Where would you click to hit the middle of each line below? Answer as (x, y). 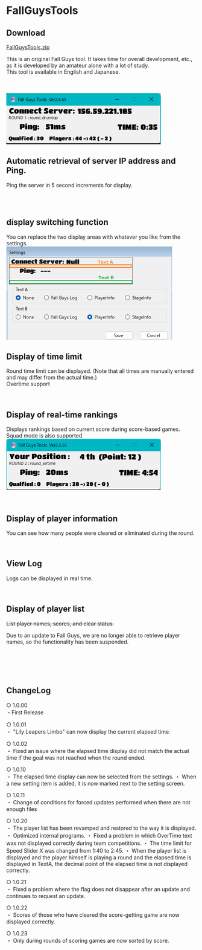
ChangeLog (29, 690)
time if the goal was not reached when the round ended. (76, 758)
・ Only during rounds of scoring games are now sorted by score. (88, 940)
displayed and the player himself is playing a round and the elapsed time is (99, 857)
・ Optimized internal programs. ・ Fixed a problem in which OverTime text (99, 835)
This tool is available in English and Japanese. (63, 72)
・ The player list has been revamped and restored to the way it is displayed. (101, 828)
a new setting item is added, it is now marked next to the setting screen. (96, 783)
